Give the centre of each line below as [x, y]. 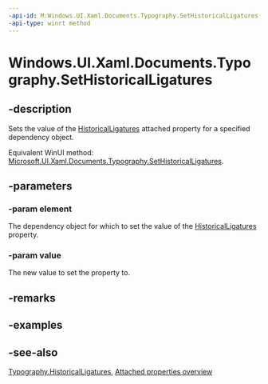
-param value [35, 255]
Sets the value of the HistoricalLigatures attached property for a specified [129, 128]
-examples [35, 325]
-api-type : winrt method [49, 23]
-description [40, 109]
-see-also [33, 352]
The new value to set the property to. [69, 273]
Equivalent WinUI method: [51, 152]
